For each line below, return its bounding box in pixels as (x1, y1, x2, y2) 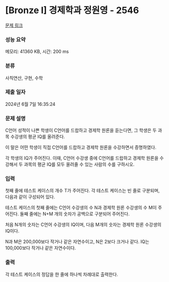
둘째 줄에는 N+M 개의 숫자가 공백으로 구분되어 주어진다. (20, 211, 130, 217)
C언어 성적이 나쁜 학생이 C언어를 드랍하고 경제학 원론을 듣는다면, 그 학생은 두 (5, 127, 157, 134)
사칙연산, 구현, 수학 (5, 75, 43, 81)
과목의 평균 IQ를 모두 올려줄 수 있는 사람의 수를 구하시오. (24, 161, 135, 167)
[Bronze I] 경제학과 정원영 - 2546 (5, 5, 139, 16)
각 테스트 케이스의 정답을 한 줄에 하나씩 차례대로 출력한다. (5, 271, 119, 277)
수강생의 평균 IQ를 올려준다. (10, 134, 65, 140)
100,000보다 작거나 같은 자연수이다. (5, 245, 76, 251)
